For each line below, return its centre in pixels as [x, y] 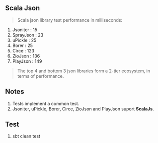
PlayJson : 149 [27, 61]
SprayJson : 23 [28, 35]
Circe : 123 [23, 50]
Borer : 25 [23, 45]
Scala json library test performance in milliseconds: [70, 20]
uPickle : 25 [24, 40]
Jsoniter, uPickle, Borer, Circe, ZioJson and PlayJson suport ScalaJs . [83, 109]
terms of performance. [40, 76]
